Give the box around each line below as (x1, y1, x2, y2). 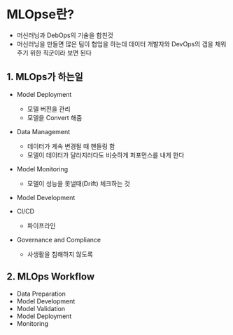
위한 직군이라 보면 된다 (29, 48, 92, 57)
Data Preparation (16, 289, 66, 298)
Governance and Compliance (16, 235, 101, 244)
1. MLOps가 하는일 (6, 71, 83, 83)
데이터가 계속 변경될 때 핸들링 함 (27, 142, 115, 150)
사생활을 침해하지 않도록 (27, 250, 94, 258)
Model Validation (16, 304, 66, 313)
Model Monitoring (16, 164, 69, 173)
